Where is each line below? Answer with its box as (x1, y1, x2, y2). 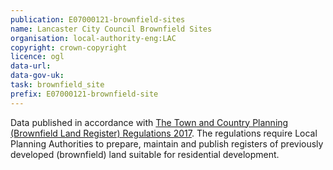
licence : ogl (10, 52, 65, 62)
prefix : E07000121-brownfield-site (10, 89, 159, 99)
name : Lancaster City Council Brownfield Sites (10, 24, 213, 34)
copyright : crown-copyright (10, 42, 128, 53)
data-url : (10, 61, 52, 71)
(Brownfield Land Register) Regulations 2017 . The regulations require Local (10, 127, 318, 139)
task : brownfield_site (10, 80, 105, 90)
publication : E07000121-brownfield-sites (10, 14, 186, 25)
